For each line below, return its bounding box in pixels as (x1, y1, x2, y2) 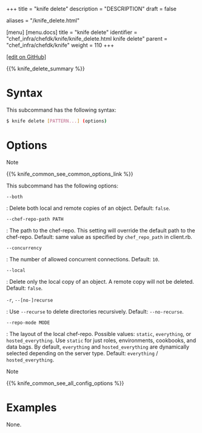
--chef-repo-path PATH (6, 216, 64, 222)
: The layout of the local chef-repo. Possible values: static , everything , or (6, 330, 192, 337)
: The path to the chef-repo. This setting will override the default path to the (6, 227, 195, 234)
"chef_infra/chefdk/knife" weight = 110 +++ (6, 42, 114, 49)
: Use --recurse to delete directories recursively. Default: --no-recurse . (6, 307, 184, 315)
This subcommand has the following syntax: (6, 106, 116, 113)
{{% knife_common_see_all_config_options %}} (6, 379, 124, 387)
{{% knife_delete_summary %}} (6, 65, 85, 72)
